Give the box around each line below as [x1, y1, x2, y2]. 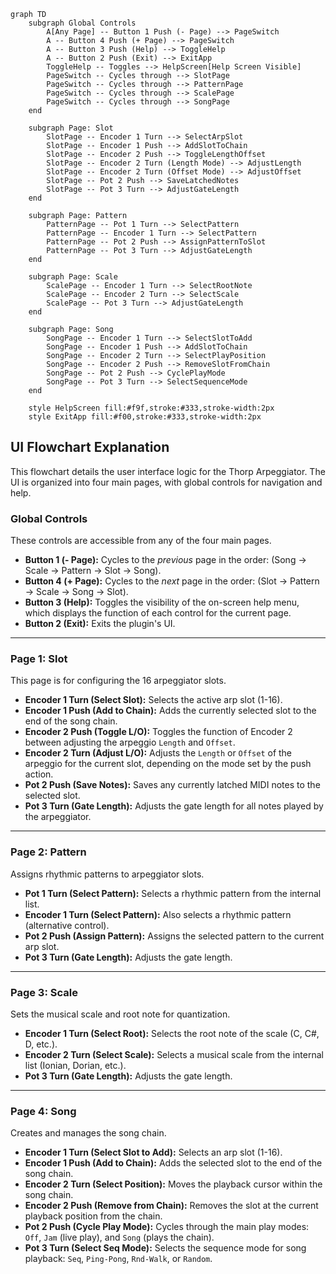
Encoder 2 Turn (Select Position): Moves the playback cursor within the [24, 1178, 323, 1190]
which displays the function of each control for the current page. [24, 607, 292, 619]
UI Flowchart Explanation [10, 439, 170, 456]
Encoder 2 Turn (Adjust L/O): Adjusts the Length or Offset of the [24, 747, 293, 759]
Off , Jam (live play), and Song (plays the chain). [24, 1231, 215, 1244]
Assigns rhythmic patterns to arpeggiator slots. [10, 868, 205, 880]
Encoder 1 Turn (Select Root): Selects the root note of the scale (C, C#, [24, 1028, 320, 1039]
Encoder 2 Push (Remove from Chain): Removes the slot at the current [24, 1200, 319, 1212]
